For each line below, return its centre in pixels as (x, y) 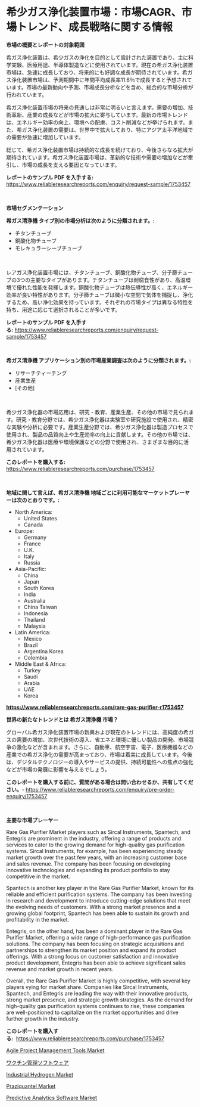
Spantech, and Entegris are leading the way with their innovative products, (97, 993)
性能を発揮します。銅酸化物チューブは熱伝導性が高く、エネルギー (112, 287)
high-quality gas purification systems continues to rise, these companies (96, 1006)
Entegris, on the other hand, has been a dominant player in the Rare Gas (94, 931)
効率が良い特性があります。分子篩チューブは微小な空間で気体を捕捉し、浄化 (100, 294)
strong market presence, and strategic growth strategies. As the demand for (100, 1000)
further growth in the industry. (43, 1018)
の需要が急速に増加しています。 (45, 137)
